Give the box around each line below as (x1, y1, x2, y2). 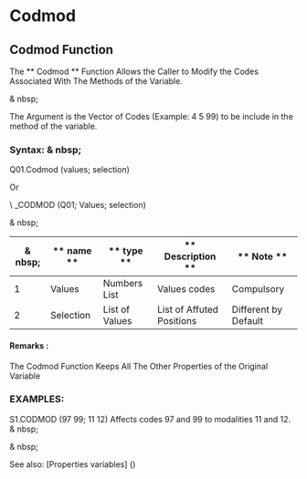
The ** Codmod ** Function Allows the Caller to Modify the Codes (9, 66, 259, 77)
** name (52, 245, 92, 257)
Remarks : (9, 339, 49, 351)
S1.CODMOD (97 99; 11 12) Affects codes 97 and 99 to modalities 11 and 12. (9, 413, 291, 424)
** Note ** (237, 250, 288, 263)
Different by (231, 303, 283, 316)
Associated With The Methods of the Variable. (9, 76, 183, 87)
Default (231, 315, 263, 328)
